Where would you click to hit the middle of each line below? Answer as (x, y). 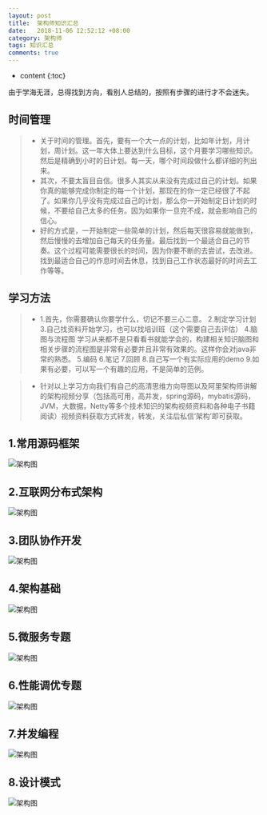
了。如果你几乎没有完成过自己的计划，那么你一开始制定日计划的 (145, 200)
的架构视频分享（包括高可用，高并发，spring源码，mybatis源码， (147, 396)
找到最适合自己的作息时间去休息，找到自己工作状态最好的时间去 (145, 260)
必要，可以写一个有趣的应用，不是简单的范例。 (131, 369)
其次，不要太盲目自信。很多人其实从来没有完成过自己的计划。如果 (148, 180)
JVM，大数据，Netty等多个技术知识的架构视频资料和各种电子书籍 (147, 406)
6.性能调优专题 (45, 686)
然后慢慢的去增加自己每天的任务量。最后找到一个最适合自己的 (141, 240)
